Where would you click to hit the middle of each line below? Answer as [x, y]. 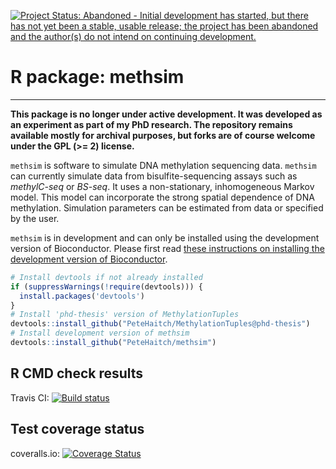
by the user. [35, 218]
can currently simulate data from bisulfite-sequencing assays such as [154, 176]
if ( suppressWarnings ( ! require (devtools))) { [106, 286]
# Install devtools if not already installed [106, 277]
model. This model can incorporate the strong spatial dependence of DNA [162, 197]
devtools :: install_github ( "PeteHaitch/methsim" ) [113, 343]
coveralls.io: [35, 453]
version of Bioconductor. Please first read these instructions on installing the [167, 248]
